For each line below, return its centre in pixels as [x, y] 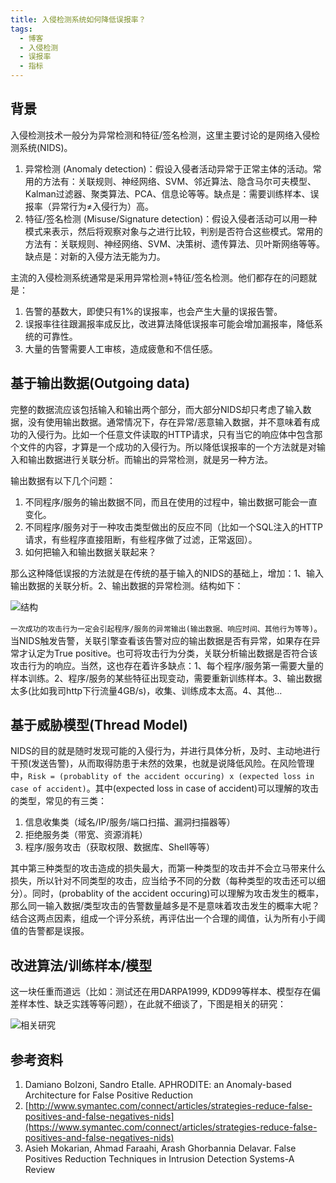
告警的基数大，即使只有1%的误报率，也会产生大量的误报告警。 [153, 311]
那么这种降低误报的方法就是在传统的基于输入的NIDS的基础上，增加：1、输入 [167, 573]
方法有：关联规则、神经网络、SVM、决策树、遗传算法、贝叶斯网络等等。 [175, 243]
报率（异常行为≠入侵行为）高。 [89, 206]
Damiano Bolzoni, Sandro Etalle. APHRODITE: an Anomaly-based [158, 1085]
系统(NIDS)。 [45, 147]
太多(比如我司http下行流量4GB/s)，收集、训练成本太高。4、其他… [146, 690]
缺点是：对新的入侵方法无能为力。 [95, 256]
